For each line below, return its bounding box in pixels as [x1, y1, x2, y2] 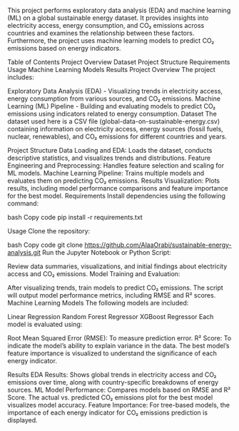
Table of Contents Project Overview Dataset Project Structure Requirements [7, 58, 230, 66]
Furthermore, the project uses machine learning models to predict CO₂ [7, 36, 215, 45]
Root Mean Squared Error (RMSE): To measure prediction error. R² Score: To [7, 334, 232, 342]
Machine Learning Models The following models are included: [7, 299, 189, 307]
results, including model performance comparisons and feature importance [7, 184, 228, 192]
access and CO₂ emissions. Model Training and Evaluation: [7, 270, 180, 278]
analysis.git [7, 248, 41, 256]
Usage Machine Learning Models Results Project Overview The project [7, 66, 215, 73]
